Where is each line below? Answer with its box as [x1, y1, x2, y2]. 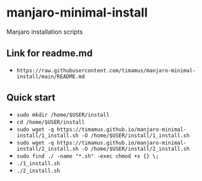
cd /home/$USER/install [16, 118, 85, 125]
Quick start [6, 92, 56, 104]
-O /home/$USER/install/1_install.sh [81, 132, 190, 139]
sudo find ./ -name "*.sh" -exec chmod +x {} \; [16, 153, 159, 160]
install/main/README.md [16, 73, 85, 80]
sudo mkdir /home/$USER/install [16, 111, 110, 118]
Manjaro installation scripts [6, 28, 83, 36]
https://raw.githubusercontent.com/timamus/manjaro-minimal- [16, 67, 196, 74]
